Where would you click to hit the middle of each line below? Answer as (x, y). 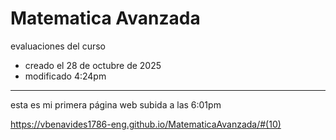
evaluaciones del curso (58, 46)
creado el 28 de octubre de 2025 (93, 65)
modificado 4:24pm (65, 76)
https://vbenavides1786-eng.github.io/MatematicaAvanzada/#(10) (146, 124)
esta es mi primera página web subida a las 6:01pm (116, 104)
